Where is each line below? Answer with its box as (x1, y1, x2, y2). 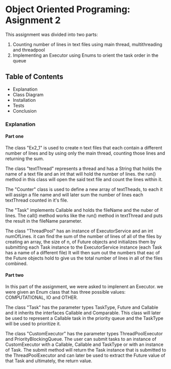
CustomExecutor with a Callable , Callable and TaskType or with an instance (5, 341, 164, 348)
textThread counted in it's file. (5, 197, 68, 203)
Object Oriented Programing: (5, 4, 131, 15)
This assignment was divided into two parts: (5, 31, 98, 37)
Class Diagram (12, 91, 44, 98)
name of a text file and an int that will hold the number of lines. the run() (5, 170, 156, 177)
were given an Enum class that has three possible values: (5, 289, 126, 295)
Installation (12, 97, 36, 103)
